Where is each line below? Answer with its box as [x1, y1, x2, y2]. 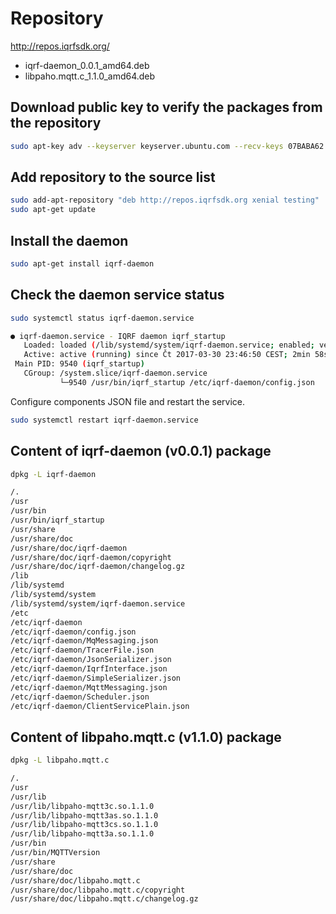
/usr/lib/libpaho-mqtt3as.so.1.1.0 [10, 810, 159, 821]
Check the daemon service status [10, 287, 225, 304]
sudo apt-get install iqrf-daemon [10, 259, 155, 269]
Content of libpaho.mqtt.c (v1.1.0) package [10, 728, 282, 746]
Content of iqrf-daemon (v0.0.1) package [10, 443, 272, 460]
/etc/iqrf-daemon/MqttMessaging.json [10, 682, 168, 692]
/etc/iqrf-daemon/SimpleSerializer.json [10, 673, 182, 683]
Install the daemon [10, 232, 129, 249]
